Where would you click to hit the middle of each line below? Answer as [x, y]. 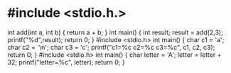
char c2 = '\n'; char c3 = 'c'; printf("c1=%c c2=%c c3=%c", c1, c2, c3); [111, 47]
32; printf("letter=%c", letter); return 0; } [66, 62]
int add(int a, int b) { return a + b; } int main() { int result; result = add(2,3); [116, 32]
